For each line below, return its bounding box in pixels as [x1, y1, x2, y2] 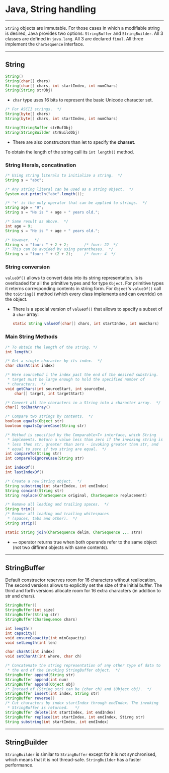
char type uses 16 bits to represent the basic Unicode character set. [12, 97, 153, 103]
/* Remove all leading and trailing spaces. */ [5, 502, 109, 507]
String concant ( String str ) [5, 488, 64, 493]
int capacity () [5, 631, 37, 636]
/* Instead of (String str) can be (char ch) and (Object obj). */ [5, 686, 152, 692]
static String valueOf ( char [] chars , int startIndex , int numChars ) [12, 321, 159, 326]
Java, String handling [5, 4, 97, 15]
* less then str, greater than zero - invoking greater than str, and [7, 441, 158, 447]
